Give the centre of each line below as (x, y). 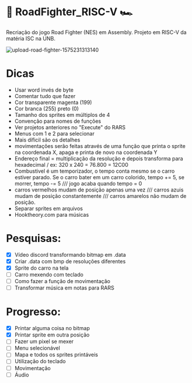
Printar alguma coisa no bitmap (52, 328)
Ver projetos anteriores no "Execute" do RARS (70, 127)
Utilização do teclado (40, 361)
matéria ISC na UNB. (31, 38)
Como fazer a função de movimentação (62, 281)
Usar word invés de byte (44, 90)
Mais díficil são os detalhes (47, 140)
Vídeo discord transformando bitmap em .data (70, 254)
